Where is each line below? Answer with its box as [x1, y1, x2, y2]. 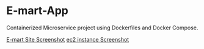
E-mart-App [6, 4, 69, 18]
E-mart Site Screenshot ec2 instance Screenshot [6, 36, 129, 43]
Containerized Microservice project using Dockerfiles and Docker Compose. [6, 24, 199, 31]
